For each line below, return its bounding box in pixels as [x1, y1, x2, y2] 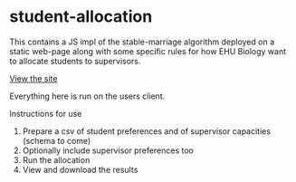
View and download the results [22, 164, 138, 175]
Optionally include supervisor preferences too [22, 145, 195, 156]
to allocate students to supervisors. [9, 55, 141, 66]
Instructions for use [9, 108, 82, 119]
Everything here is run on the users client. [9, 91, 166, 101]
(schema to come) [22, 135, 91, 146]
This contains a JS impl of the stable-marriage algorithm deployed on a [9, 36, 274, 47]
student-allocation [9, 6, 153, 27]
